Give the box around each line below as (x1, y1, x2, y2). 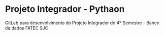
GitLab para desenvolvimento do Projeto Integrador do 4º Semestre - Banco (5, 20, 160, 26)
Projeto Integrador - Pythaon (5, 3, 125, 15)
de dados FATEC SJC (5, 25, 48, 31)
